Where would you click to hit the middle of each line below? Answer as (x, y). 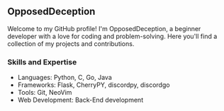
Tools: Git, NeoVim (45, 93)
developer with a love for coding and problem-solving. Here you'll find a (112, 36)
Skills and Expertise (42, 62)
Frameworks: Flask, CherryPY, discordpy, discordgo (94, 85)
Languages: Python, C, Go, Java (65, 78)
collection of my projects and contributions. (71, 43)
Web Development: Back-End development (80, 100)
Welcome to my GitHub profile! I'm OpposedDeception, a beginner (104, 28)
